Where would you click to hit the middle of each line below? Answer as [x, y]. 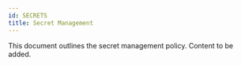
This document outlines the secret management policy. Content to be [121, 45]
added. [20, 54]
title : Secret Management [51, 23]
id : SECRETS [28, 15]
